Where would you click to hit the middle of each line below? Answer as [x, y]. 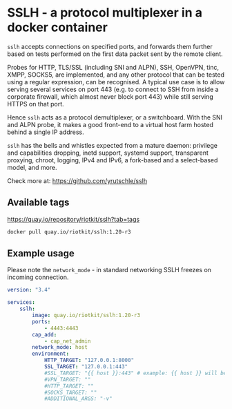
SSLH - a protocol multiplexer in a [105, 13]
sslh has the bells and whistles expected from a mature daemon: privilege [112, 145]
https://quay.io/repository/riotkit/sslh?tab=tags [74, 219]
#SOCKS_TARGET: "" [70, 392]
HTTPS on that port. [36, 104]
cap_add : [45, 334]
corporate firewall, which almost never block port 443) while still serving [110, 96]
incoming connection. [38, 277]
